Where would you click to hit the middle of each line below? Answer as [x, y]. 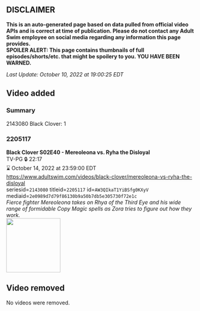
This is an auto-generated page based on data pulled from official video [98, 24]
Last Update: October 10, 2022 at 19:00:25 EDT [65, 74]
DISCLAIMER [31, 10]
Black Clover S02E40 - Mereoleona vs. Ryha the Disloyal [78, 152]
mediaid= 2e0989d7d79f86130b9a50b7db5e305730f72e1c [71, 196]
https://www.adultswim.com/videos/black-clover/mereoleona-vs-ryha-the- [99, 176]
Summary [21, 111]
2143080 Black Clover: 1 [36, 123]
